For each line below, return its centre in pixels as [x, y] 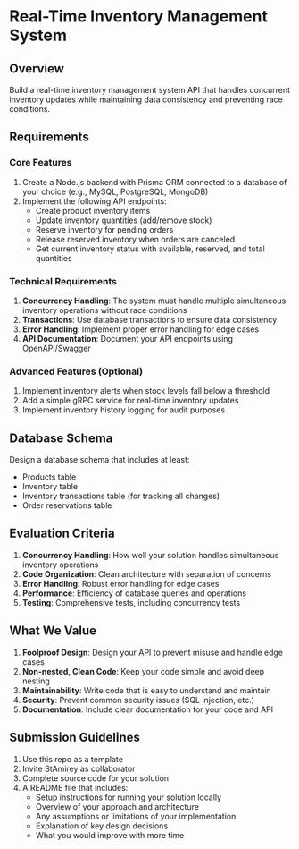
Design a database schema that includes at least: [100, 460]
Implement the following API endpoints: [94, 201]
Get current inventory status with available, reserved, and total [150, 249]
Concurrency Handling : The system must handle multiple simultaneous [154, 301]
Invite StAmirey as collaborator [79, 768]
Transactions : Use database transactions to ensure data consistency [149, 319]
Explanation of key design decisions [102, 826]
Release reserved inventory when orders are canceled [135, 239]
